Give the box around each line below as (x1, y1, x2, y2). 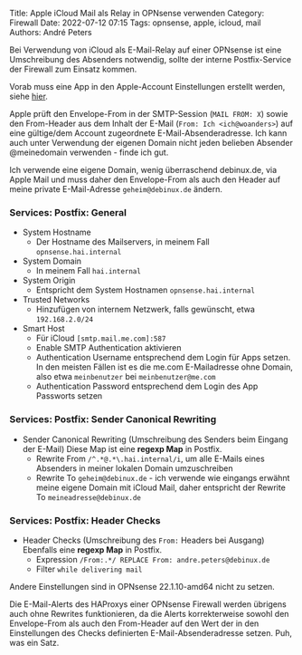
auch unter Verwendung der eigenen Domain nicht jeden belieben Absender (9, 138, 294, 148)
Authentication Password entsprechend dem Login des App (35, 380, 259, 392)
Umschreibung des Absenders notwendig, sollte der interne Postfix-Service (9, 54, 292, 64)
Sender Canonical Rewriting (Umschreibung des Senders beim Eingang (22, 434, 288, 445)
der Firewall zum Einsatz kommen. (9, 63, 137, 74)
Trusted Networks (22, 294, 90, 305)
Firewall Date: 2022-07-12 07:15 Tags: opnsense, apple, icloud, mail (9, 17, 261, 28)
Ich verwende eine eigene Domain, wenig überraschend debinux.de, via (9, 165, 278, 175)
